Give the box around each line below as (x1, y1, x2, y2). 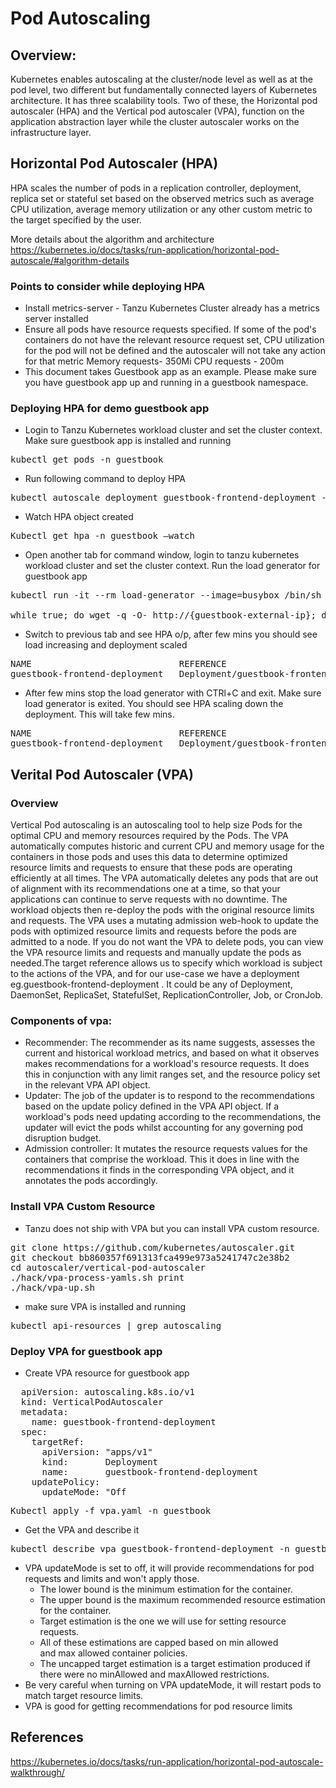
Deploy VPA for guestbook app (10, 1344, 163, 1358)
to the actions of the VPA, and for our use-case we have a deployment (10, 968, 300, 980)
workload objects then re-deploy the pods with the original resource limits (10, 904, 315, 916)
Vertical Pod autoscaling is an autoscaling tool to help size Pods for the (10, 819, 303, 831)
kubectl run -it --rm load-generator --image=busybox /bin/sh (10, 590, 322, 601)
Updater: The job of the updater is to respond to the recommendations (24, 1090, 315, 1102)
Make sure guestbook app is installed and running (24, 435, 232, 447)
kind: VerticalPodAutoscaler (20, 1396, 164, 1407)
